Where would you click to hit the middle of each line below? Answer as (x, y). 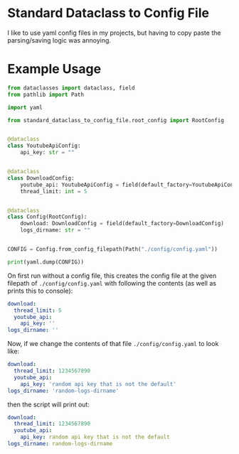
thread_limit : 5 (38, 310)
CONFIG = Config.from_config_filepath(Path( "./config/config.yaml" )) (113, 249)
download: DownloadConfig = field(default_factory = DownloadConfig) (122, 224)
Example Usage (54, 69)
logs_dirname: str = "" (55, 230)
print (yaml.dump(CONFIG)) (46, 262)
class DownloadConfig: (41, 178)
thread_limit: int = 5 (54, 191)
